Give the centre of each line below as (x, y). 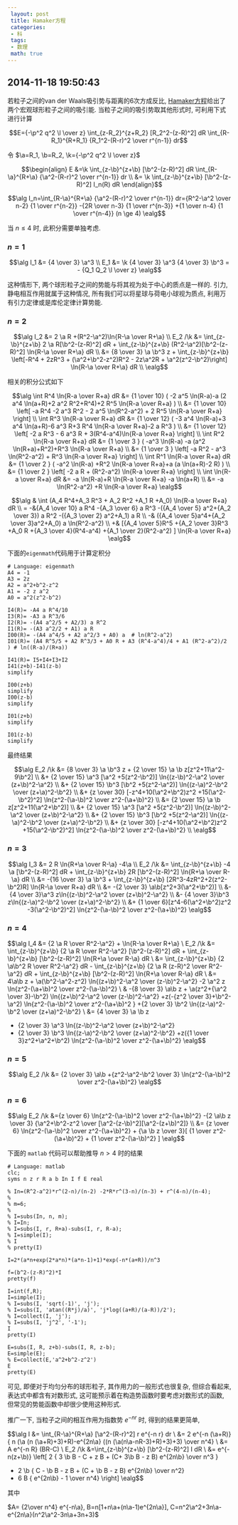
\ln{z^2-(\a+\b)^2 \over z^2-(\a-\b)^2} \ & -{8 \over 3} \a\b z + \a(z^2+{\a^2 (117, 989)
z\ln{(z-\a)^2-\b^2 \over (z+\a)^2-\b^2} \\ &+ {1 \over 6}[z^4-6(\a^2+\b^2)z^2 (119, 902)
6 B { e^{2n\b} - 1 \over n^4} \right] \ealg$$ (81, 1478)
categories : (28, 27)
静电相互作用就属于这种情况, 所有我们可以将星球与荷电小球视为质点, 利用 (114, 293)
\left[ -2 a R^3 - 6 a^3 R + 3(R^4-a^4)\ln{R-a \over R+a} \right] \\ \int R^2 (119, 434)
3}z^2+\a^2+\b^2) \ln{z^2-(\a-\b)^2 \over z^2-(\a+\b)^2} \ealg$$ (112, 1040)
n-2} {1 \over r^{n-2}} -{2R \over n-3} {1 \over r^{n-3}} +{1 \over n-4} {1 (119, 205)
